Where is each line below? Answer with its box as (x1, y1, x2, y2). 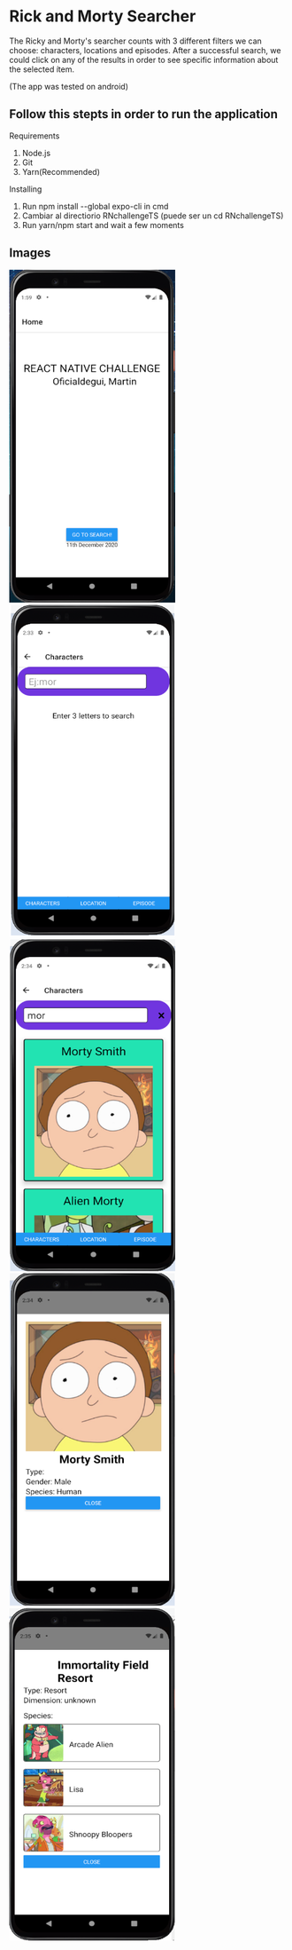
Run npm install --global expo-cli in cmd (21, 201, 169, 211)
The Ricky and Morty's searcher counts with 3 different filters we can (9, 36, 263, 46)
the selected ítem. (9, 64, 75, 75)
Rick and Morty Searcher (9, 6, 196, 27)
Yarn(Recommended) (21, 166, 100, 177)
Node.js (21, 147, 51, 158)
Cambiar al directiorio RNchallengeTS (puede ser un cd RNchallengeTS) (21, 210, 284, 221)
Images (9, 246, 51, 261)
